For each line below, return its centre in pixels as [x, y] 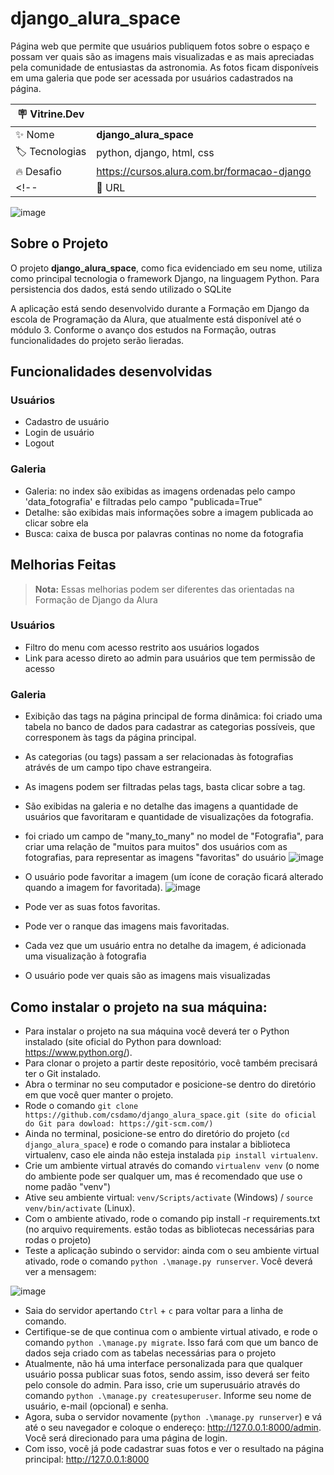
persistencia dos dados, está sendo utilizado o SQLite [121, 289]
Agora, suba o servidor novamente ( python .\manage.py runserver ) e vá [173, 1416]
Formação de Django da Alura [96, 599]
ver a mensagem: [60, 1271]
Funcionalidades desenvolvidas [111, 372]
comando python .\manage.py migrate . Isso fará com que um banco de [171, 1342]
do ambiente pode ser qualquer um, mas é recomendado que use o [163, 1176]
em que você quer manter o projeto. [99, 1094]
